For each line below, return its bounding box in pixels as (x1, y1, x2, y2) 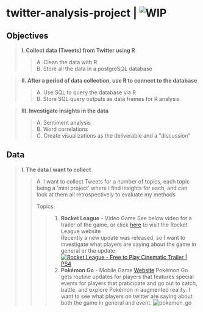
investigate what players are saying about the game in (60, 240, 196, 248)
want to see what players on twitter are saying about (60, 292, 193, 300)
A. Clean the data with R (36, 59, 98, 65)
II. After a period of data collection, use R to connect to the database (21, 77, 198, 84)
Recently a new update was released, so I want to (60, 234, 186, 241)
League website (60, 227, 101, 235)
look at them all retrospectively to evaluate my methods (36, 190, 176, 198)
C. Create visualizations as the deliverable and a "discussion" (36, 132, 191, 139)
